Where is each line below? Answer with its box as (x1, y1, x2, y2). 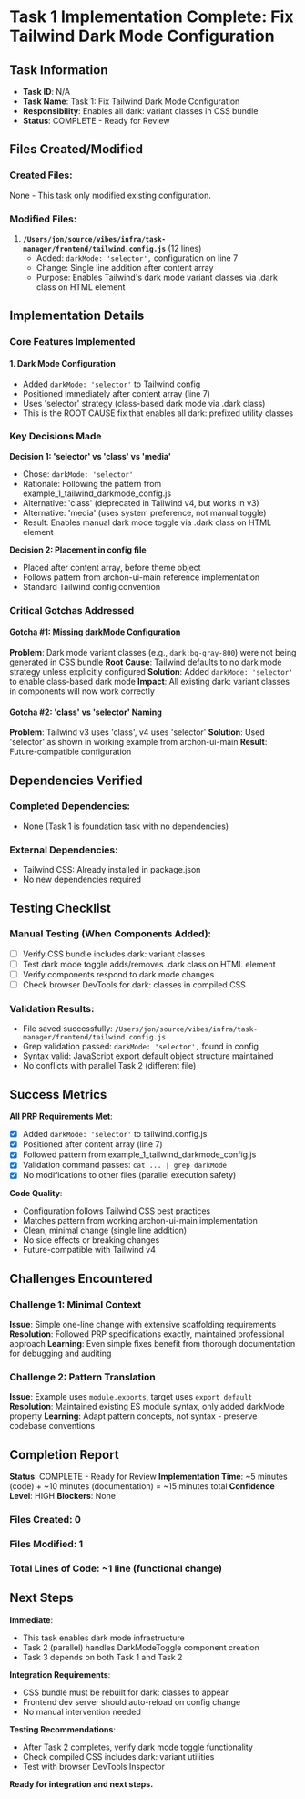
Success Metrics (9, 1087, 107, 1102)
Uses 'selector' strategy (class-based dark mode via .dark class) (22, 398, 266, 408)
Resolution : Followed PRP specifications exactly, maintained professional (9, 1329, 285, 1339)
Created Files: (9, 169, 73, 181)
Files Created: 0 (9, 1514, 82, 1526)
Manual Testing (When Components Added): (9, 927, 212, 940)
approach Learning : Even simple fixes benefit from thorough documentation (9, 1339, 296, 1349)
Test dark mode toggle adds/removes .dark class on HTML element (22, 958, 276, 969)
